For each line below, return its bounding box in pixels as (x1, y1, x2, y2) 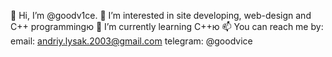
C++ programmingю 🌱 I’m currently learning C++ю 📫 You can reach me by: (10, 21, 324, 32)
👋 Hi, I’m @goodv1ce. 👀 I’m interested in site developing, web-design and (10, 10, 312, 21)
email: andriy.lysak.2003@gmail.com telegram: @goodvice (10, 35, 253, 47)
